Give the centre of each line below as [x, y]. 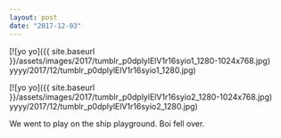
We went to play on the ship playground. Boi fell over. [107, 123]
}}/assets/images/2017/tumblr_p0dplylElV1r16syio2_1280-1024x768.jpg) [141, 97]
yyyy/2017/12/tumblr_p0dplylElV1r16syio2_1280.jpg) [103, 106]
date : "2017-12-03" [45, 26]
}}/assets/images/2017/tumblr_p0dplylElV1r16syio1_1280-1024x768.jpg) [140, 61]
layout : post [33, 17]
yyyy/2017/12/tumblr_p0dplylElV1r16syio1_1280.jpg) [103, 70]
